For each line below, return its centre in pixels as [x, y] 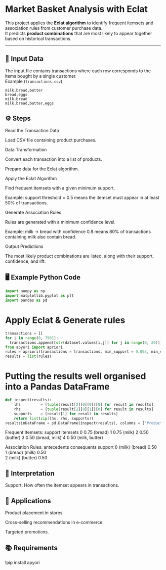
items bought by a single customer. [41, 76]
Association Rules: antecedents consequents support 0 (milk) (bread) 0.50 [81, 447]
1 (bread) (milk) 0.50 [26, 452]
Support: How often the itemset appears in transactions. [62, 485]
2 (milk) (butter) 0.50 [26, 458]
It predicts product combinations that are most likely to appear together [79, 33]
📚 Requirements [31, 548]
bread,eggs [16, 95]
